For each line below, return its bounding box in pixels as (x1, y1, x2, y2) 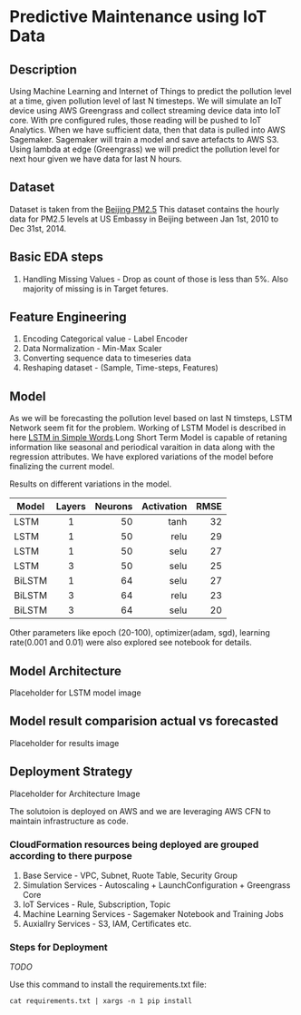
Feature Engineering (9, 310, 127, 325)
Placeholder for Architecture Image (9, 788, 141, 799)
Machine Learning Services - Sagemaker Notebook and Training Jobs (22, 908, 284, 919)
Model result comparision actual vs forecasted (9, 714, 279, 729)
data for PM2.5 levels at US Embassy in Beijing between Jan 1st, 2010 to (9, 213, 279, 224)
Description (9, 62, 77, 77)
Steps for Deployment (9, 941, 109, 953)
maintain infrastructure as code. (9, 815, 129, 826)
